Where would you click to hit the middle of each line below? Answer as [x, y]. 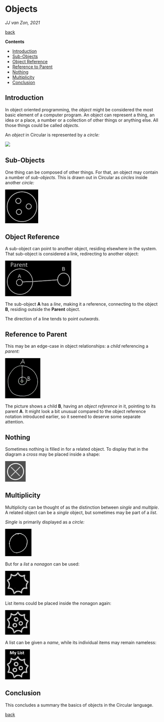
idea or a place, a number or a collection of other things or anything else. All [82, 120]
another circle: [20, 182]
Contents [15, 41]
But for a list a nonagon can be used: [42, 564]
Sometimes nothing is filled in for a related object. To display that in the [77, 449]
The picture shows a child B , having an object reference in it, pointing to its [80, 406]
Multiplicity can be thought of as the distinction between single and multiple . [82, 507]
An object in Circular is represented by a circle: [52, 135]
